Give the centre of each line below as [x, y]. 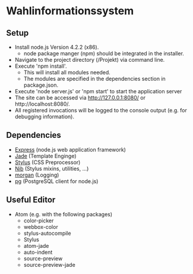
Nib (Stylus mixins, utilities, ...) [52, 168]
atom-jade [36, 245]
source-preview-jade [49, 264]
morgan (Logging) [37, 175]
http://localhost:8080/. [42, 104]
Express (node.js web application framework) [70, 149]
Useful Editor [31, 200]
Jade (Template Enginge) [45, 156]
